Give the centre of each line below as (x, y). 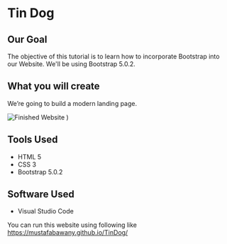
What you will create (54, 86)
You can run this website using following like (72, 225)
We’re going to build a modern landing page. (72, 103)
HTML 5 (29, 157)
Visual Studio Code (46, 211)
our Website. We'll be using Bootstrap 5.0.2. (72, 64)
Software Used (41, 195)
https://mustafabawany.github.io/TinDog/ (68, 233)
